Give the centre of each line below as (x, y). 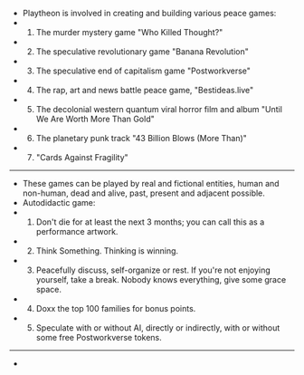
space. (48, 289)
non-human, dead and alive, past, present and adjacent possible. (143, 193)
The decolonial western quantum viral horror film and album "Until (159, 109)
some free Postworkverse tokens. (99, 337)
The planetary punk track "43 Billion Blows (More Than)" (141, 138)
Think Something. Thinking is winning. (107, 251)
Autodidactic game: (59, 202)
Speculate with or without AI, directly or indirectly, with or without (158, 328)
